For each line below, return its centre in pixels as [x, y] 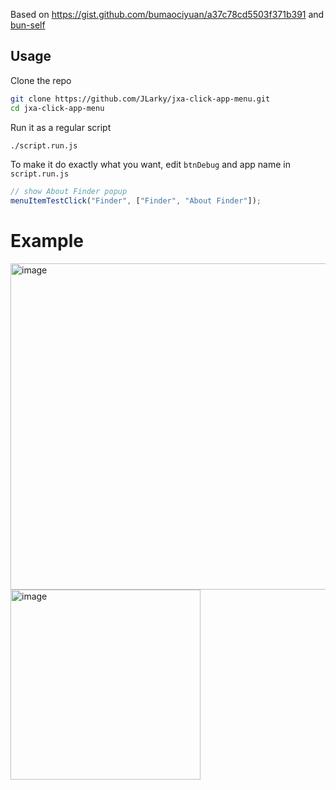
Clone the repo [41, 80]
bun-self [28, 25]
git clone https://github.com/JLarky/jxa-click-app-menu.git [140, 99]
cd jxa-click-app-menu [57, 108]
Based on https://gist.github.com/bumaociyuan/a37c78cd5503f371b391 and [167, 14]
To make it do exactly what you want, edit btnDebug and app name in [150, 165]
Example [47, 241]
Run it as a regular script [61, 127]
